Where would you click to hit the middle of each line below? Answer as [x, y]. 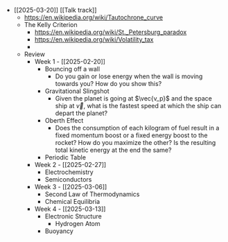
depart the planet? [81, 113]
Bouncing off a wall [72, 69]
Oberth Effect [64, 120]
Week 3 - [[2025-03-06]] [71, 187]
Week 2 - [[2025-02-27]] [70, 165]
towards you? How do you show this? [108, 84]
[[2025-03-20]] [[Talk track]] [55, 10]
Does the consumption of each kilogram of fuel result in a [137, 128]
